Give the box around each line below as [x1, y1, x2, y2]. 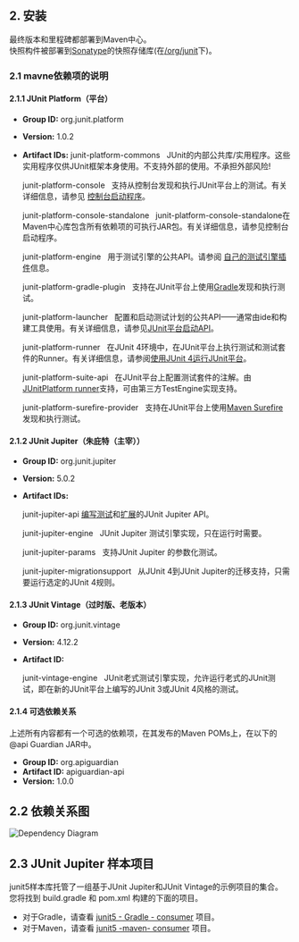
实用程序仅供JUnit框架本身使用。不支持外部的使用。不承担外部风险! [21, 160, 271, 172]
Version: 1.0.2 [21, 130, 74, 141]
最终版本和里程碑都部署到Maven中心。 [9, 34, 152, 45]
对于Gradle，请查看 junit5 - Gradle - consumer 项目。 [21, 912, 220, 922]
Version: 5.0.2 [21, 473, 76, 484]
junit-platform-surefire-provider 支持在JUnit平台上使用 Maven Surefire [21, 401, 284, 413]
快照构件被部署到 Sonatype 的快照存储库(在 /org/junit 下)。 [9, 45, 217, 55]
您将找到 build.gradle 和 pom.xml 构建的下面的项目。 [9, 893, 203, 904]
